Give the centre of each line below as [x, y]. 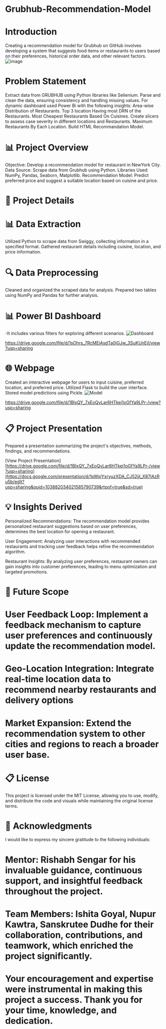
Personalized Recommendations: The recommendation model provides [77, 521]
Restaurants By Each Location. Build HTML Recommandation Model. [75, 127]
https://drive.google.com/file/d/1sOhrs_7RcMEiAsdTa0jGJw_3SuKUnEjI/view [83, 343]
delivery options [39, 700]
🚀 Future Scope [37, 592]
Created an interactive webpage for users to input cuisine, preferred [75, 382]
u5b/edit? [15, 481]
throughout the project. [54, 891]
